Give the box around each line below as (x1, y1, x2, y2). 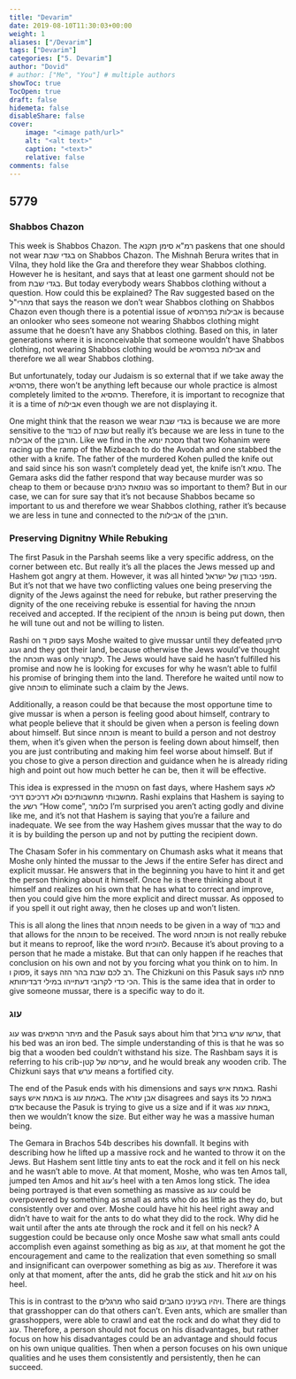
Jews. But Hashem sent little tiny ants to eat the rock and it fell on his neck (9, 1156, 280, 1167)
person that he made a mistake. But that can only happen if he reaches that (9, 948, 284, 959)
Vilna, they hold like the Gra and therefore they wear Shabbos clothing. (9, 259, 267, 270)
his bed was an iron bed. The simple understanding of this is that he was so (9, 1037, 285, 1048)
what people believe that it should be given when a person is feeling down (9, 718, 280, 728)
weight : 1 (9, 29, 46, 38)
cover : (9, 120, 34, 129)
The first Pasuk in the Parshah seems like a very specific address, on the (9, 552, 274, 563)
